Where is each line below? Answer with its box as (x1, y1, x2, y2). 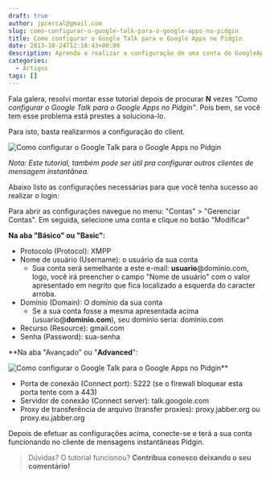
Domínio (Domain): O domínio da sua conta (19, 297, 163, 307)
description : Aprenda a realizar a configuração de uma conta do (8, 49, 231, 57)
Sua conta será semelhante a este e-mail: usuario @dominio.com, (31, 263, 249, 272)
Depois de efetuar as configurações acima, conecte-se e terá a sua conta (8, 428, 252, 438)
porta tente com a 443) (19, 387, 98, 397)
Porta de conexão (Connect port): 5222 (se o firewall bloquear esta (19, 378, 243, 388)
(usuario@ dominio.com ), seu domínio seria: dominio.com (31, 314, 223, 324)
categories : (8, 57, 48, 65)
